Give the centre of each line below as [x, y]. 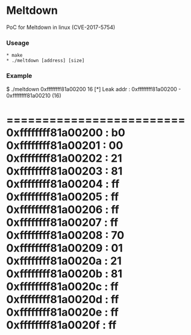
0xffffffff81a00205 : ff [63, 196]
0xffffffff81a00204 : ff [63, 184]
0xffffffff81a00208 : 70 [65, 235]
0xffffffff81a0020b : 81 [64, 274]
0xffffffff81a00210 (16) [34, 95]
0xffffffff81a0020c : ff [62, 286]
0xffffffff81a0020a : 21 [64, 261]
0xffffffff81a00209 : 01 [65, 248]
